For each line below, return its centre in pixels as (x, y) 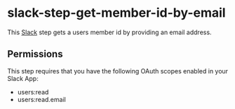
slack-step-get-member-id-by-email (116, 13)
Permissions (35, 54)
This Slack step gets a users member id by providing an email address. (109, 32)
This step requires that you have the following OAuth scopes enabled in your (118, 71)
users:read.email (42, 99)
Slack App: (23, 78)
